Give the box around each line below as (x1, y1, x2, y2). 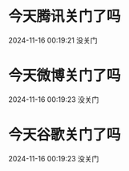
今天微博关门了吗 (8, 67, 122, 85)
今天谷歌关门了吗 (8, 126, 122, 145)
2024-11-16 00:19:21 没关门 (8, 35, 98, 45)
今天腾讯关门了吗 (8, 7, 122, 26)
